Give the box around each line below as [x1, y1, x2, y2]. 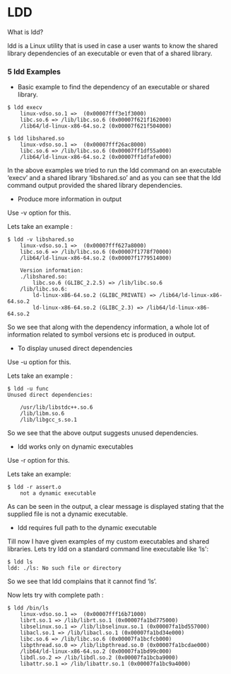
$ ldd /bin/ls [7, 605, 49, 612]
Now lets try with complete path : [7, 591, 104, 600]
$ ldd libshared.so [7, 135, 65, 142]
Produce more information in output [17, 195, 122, 203]
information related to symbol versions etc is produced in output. [7, 330, 196, 339]
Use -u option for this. [7, 358, 72, 366]
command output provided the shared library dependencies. [7, 181, 183, 190]
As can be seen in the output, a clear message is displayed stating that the [7, 502, 225, 511]
